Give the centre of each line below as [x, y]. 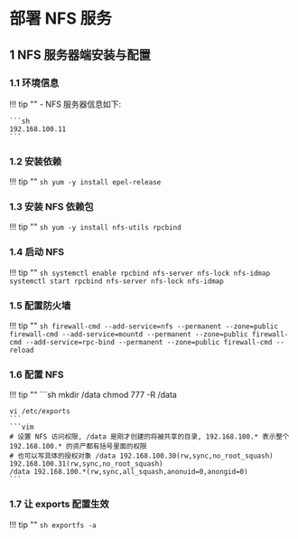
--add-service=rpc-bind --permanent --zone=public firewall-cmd [149, 343]
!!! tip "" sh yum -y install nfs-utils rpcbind [96, 227]
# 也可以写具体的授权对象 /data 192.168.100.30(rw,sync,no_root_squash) [141, 456]
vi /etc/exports [40, 411]
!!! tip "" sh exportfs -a [53, 525]
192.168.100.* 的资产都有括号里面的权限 [78, 447]
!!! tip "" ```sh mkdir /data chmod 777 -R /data [93, 395]
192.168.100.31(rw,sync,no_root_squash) [87, 464]
